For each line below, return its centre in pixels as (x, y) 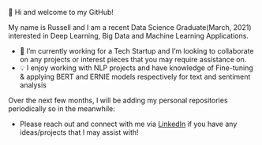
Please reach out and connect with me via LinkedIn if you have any (128, 124)
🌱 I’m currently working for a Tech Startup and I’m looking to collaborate (137, 51)
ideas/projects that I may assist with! (79, 132)
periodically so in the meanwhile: (62, 109)
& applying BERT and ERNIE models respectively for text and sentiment (135, 76)
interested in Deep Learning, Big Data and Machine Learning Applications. (128, 36)
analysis (33, 85)
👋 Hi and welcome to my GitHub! (61, 12)
